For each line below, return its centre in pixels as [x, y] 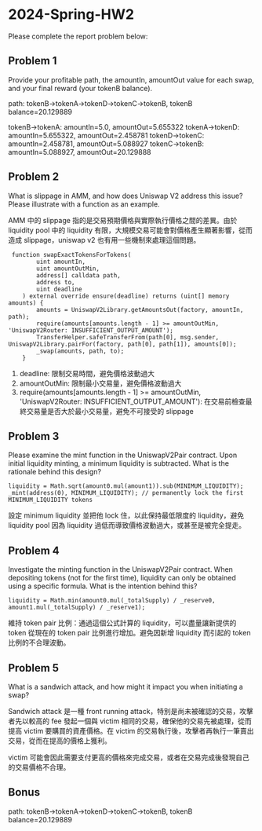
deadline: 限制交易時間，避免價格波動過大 [87, 373]
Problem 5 [34, 668]
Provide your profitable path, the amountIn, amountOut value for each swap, [131, 79]
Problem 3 [34, 436]
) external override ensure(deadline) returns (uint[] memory [126, 296]
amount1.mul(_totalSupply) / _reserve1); [77, 608]
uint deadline [59, 289]
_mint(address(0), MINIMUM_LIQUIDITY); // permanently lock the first [126, 493]
